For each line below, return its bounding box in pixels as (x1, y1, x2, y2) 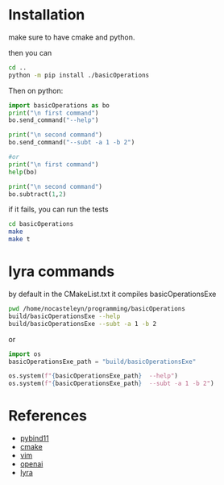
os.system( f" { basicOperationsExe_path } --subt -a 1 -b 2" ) (8, 379, 215, 388)
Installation (8, 6, 85, 24)
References (8, 407, 87, 425)
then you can (8, 48, 52, 57)
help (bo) (8, 168, 38, 176)
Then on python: (8, 86, 64, 95)
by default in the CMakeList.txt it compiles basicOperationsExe (8, 289, 217, 299)
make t (8, 236, 31, 244)
